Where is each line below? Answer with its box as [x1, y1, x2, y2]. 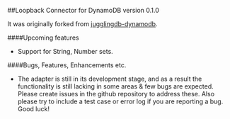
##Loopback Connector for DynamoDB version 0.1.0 [7, 6, 159, 14]
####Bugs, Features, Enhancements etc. [7, 61, 127, 69]
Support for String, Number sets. [17, 47, 113, 55]
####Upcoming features [7, 33, 79, 42]
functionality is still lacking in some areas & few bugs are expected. [17, 82, 214, 91]
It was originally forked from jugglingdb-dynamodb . [7, 20, 158, 28]
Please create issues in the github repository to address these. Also [17, 90, 214, 98]
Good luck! [17, 105, 50, 113]
